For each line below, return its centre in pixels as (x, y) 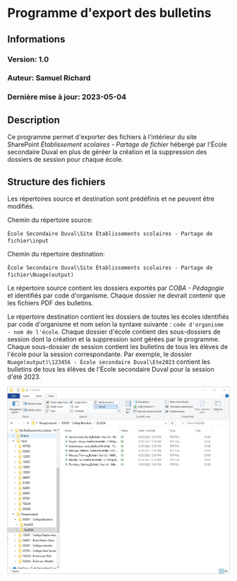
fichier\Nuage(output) (41, 275)
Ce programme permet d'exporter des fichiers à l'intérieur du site (102, 137)
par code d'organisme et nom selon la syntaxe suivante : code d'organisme (116, 324)
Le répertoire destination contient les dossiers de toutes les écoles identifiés (118, 317)
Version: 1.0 (28, 59)
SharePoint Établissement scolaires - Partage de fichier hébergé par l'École (117, 145)
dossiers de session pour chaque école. (65, 160)
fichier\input (28, 241)
